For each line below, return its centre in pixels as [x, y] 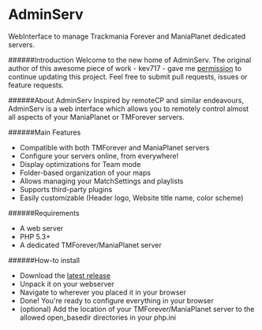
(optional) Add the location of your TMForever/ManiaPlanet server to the [137, 309]
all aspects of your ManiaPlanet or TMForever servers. [97, 117]
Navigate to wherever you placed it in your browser [103, 292]
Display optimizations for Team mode [80, 164]
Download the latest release [65, 275]
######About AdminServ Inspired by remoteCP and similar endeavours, [126, 100]
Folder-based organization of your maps [85, 172]
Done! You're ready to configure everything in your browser [117, 300]
